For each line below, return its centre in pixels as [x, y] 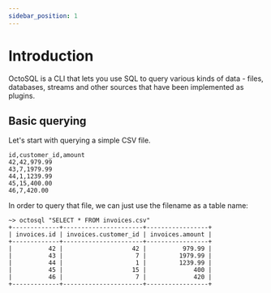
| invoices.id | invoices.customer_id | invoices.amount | [110, 235]
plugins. [22, 96]
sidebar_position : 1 [43, 16]
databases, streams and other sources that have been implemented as [126, 87]
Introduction [51, 55]
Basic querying [47, 121]
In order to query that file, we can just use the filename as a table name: [129, 206]
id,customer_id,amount [47, 155]
